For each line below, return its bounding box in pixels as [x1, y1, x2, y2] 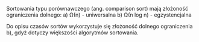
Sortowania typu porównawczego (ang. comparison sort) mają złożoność [6, 5, 189, 12]
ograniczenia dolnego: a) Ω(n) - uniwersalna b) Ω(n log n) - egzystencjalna [6, 11, 192, 18]
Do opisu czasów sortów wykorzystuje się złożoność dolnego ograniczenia [6, 23, 193, 30]
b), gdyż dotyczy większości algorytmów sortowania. [6, 29, 139, 36]
